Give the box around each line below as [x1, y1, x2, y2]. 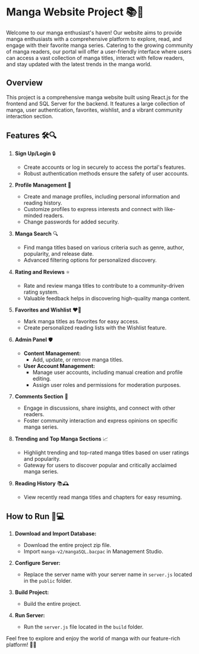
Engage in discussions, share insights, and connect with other [23, 404, 176, 411]
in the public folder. [23, 577, 72, 584]
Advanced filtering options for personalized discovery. [23, 256, 157, 263]
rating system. [23, 288, 59, 295]
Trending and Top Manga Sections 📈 [14, 435, 109, 442]
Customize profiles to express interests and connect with [23, 205, 163, 212]
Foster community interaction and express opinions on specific [23, 417, 178, 424]
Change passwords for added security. [23, 218, 119, 225]
